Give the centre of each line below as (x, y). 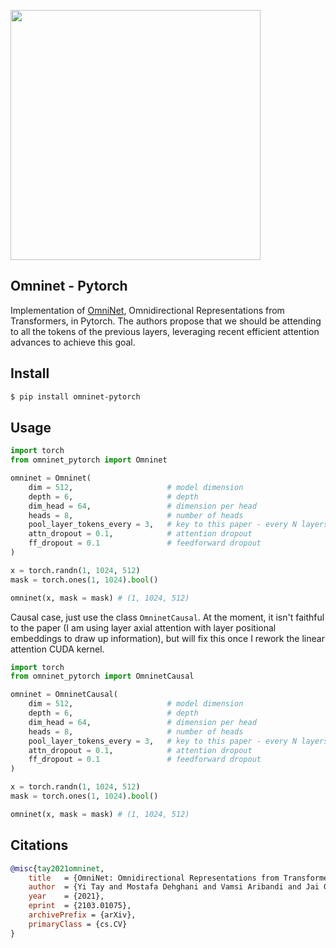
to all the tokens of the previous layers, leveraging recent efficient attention (165, 331)
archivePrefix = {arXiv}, (82, 915)
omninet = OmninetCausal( (64, 695)
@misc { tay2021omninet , (57, 868)
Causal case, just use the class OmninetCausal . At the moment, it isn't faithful (167, 617)
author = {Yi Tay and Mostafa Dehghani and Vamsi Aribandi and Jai (174, 887)
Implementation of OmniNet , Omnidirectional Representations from (147, 310)
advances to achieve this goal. (73, 342)
